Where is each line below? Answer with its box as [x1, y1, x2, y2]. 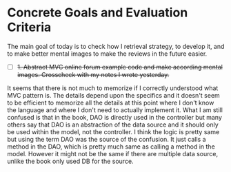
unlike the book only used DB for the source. [7, 157, 134, 165]
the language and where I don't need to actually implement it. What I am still [7, 106, 223, 114]
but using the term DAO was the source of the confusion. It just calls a [7, 136, 206, 143]
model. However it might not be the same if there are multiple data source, [7, 150, 219, 158]
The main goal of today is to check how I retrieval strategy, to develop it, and [7, 42, 225, 50]
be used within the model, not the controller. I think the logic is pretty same [7, 128, 220, 136]
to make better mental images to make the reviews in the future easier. [7, 50, 208, 58]
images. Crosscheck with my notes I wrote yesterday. [17, 71, 170, 78]
